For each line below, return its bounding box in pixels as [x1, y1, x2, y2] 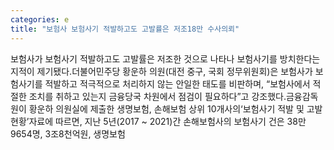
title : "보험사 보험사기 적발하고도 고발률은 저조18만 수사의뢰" [10, 24, 240, 34]
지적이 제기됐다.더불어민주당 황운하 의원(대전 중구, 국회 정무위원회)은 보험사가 [10, 65, 313, 77]
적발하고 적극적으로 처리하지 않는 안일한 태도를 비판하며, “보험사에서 [44, 77, 311, 90]
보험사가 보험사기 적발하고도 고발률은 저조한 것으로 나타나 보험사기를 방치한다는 [10, 52, 321, 65]
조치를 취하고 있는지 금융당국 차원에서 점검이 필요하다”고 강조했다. [28, 90, 287, 102]
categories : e [10, 14, 70, 25]
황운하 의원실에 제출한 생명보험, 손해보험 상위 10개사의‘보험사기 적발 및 [28, 102, 305, 115]
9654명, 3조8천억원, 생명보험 [10, 127, 126, 140]
